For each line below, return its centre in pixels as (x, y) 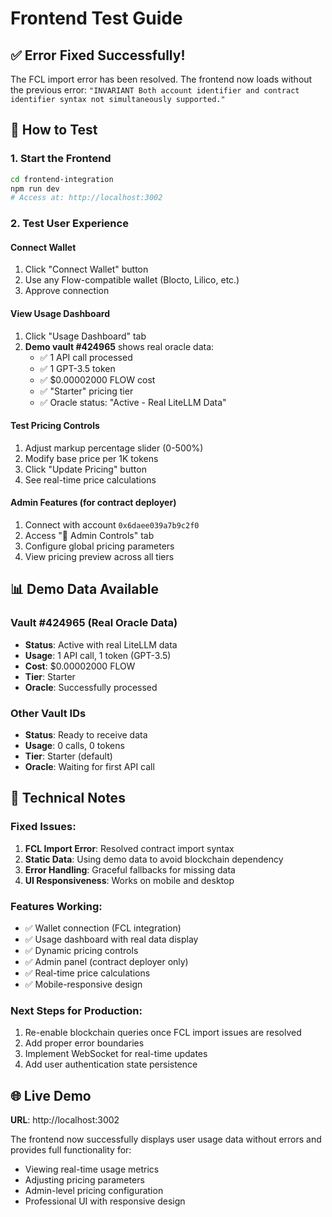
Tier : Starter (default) (68, 756)
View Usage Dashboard (60, 314)
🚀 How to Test (54, 130)
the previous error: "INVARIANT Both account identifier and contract (155, 90)
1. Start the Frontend (61, 159)
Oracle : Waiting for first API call (89, 767)
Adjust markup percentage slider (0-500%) (114, 448)
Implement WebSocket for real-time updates (116, 1054)
